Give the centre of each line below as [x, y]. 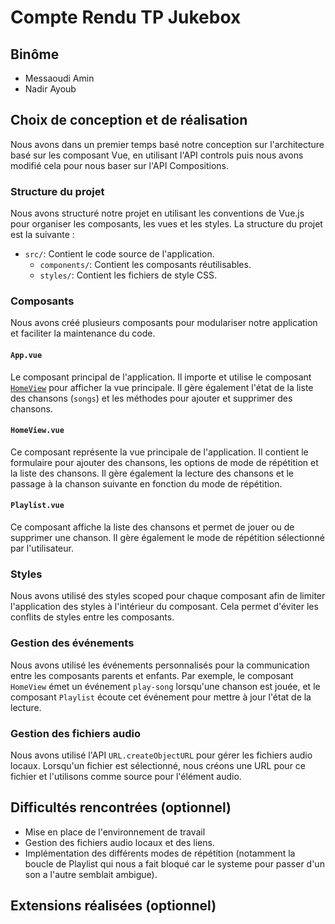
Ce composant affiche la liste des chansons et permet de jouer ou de [152, 527]
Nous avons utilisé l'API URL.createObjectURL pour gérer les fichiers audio [161, 755]
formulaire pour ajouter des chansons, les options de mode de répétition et [164, 462]
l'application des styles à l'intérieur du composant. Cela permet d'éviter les [164, 607]
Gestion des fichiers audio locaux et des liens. [119, 842]
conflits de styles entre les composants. [92, 617]
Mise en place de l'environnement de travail [115, 832]
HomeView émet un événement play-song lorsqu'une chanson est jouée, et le [165, 686]
